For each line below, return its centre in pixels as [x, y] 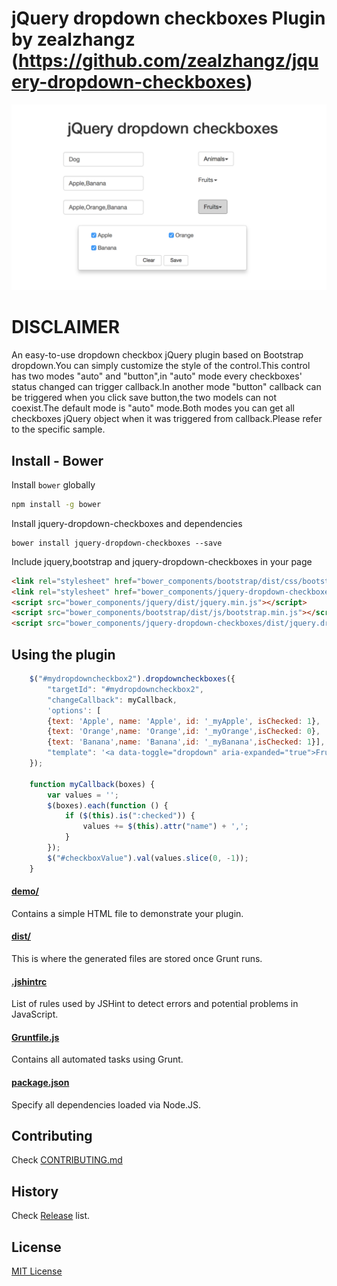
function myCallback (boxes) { [92, 784]
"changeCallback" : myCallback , [112, 700]
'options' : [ [74, 710]
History [35, 1191]
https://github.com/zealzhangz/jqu [168, 61]
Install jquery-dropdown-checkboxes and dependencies [127, 523]
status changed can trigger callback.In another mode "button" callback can [166, 387]
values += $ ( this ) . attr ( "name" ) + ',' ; [165, 827]
